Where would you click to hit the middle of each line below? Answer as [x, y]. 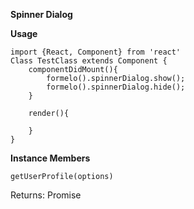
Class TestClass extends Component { [89, 61]
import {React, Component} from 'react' [96, 52]
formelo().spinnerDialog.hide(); [116, 87]
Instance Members [50, 158]
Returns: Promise [46, 195]
